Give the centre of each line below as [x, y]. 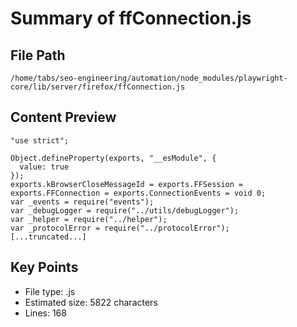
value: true [44, 167]
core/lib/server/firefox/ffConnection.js [98, 87]
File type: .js [50, 291]
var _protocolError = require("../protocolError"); [120, 228]
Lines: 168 [45, 313]
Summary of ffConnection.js [131, 18]
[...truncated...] [48, 237]
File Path [38, 55]
